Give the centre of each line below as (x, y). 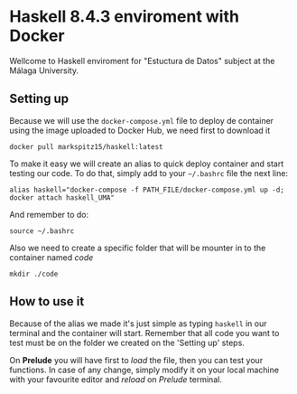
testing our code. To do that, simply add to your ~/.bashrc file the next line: (149, 173)
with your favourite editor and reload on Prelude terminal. (116, 379)
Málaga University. (44, 70)
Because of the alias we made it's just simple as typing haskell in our (138, 324)
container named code (51, 257)
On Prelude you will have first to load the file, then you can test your (136, 360)
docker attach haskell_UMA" (62, 197)
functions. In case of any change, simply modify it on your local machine (144, 370)
